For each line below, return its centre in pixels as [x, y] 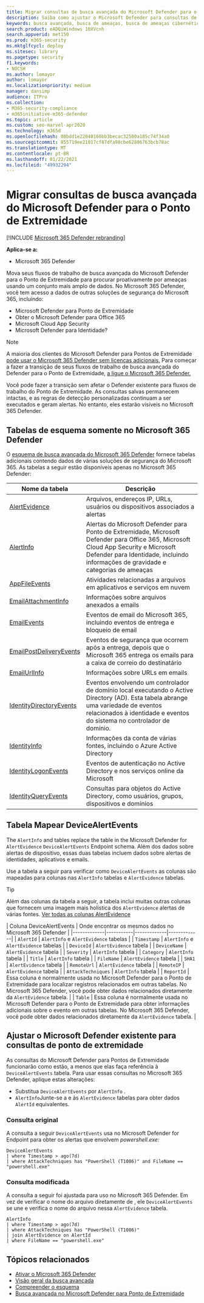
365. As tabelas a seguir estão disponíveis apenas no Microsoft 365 [91, 467]
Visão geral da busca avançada [54, 1280]
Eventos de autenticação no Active [135, 763]
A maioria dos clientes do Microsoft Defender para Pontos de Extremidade [99, 354]
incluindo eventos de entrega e [130, 622]
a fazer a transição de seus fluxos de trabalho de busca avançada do [93, 367]
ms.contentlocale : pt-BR [38, 154]
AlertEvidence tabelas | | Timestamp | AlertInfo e [133, 939]
